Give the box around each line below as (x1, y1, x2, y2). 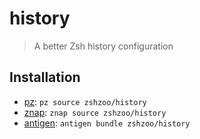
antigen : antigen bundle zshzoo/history (23, 117, 191, 129)
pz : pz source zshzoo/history (23, 95, 147, 107)
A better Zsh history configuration (33, 40, 174, 52)
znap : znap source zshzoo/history (23, 106, 167, 118)
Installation (9, 69, 81, 86)
